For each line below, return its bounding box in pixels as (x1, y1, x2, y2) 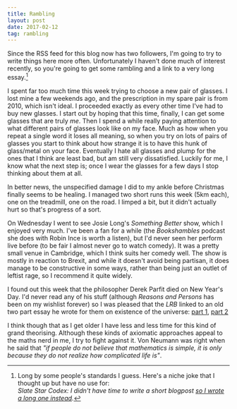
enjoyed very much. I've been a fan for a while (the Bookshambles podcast (7, 226, 226, 235)
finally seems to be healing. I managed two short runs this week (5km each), (7, 190, 229, 198)
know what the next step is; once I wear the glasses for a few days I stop (7, 161, 219, 170)
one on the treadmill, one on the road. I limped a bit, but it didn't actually (7, 197, 217, 206)
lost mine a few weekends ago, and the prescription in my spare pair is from (7, 94, 228, 102)
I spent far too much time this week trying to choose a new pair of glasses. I (7, 86, 228, 95)
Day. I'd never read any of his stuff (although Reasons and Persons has (7, 292, 214, 300)
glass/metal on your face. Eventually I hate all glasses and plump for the (7, 146, 217, 155)
